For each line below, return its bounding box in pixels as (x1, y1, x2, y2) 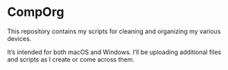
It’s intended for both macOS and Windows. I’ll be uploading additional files (7, 48, 222, 56)
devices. (7, 34, 32, 42)
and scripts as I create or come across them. (7, 55, 135, 63)
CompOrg (7, 4, 64, 20)
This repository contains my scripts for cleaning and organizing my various (7, 27, 221, 35)
